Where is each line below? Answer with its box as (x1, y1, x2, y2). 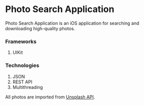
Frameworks (5, 38, 37, 45)
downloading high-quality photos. (5, 25, 76, 31)
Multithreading (12, 84, 43, 90)
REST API (12, 79, 33, 85)
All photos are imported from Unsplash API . (5, 94, 95, 100)
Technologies (5, 62, 39, 69)
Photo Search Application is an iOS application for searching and (5, 20, 139, 26)
